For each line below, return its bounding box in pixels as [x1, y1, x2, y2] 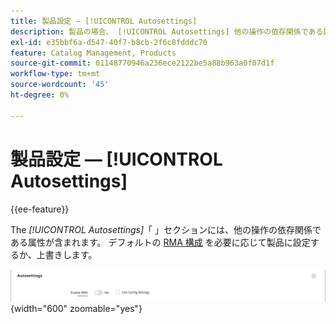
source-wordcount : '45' [10, 80, 110, 90]
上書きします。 [36, 248, 98, 260]
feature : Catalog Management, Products [10, 48, 177, 58]
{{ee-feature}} [10, 203, 70, 215]
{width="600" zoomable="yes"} [10, 302, 143, 314]
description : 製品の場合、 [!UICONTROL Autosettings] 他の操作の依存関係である [10, 26, 324, 37]
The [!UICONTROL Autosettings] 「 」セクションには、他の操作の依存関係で [10, 223, 322, 235]
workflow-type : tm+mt [10, 69, 101, 79]
